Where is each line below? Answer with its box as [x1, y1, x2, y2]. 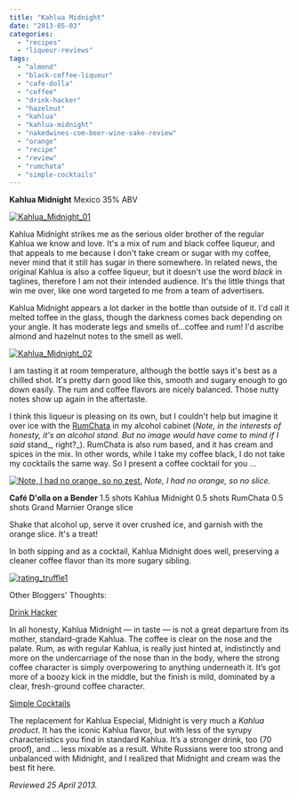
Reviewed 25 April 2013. [9, 779, 98, 791]
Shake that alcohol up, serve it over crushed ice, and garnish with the [9, 519, 263, 530]
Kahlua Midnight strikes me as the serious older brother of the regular [9, 228, 265, 240]
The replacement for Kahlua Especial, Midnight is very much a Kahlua [9, 715, 265, 726]
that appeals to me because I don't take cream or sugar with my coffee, [9, 248, 271, 259]
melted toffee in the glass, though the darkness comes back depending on [9, 312, 283, 323]
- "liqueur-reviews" [17, 46, 93, 55]
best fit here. [9, 763, 56, 773]
